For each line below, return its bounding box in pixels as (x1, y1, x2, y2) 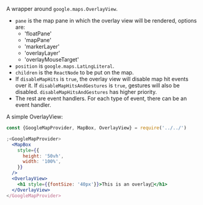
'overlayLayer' (24, 49, 60, 57)
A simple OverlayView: (6, 113, 63, 120)
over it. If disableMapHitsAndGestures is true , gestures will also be (15, 82, 180, 89)
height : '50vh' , (22, 153, 64, 159)
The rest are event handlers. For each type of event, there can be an (15, 95, 187, 102)
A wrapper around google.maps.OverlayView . (6, 5, 118, 12)
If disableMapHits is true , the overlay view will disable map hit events (15, 76, 189, 82)
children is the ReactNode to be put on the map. (15, 69, 134, 76)
